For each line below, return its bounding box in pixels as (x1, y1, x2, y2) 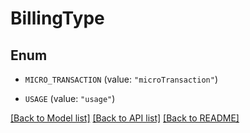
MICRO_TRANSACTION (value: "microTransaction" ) (24, 73, 218, 85)
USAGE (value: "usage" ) (24, 93, 116, 104)
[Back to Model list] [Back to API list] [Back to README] (10, 112, 240, 124)
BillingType (10, 7, 105, 30)
